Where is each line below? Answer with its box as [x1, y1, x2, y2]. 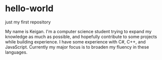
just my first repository [5, 19, 51, 25]
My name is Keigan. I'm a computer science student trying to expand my [5, 28, 152, 34]
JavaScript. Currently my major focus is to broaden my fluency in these [5, 44, 149, 50]
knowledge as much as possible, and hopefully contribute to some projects [5, 34, 157, 40]
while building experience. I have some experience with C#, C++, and [5, 39, 146, 44]
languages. [5, 49, 28, 55]
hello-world [5, 3, 54, 14]
